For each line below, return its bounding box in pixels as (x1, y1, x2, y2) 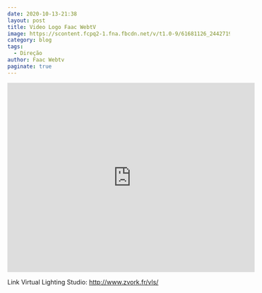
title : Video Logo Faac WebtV (7, 23, 97, 30)
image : (7, 30, 27, 37)
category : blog (7, 37, 52, 44)
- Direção (13, 50, 42, 57)
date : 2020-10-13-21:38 (7, 10, 78, 18)
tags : (7, 43, 23, 50)
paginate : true (7, 63, 52, 70)
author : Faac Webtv (7, 56, 65, 64)
